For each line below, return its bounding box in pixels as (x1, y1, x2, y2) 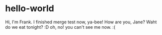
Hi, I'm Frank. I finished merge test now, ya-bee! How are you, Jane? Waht (5, 19, 157, 25)
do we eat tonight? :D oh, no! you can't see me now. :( (5, 24, 116, 30)
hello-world (5, 3, 55, 14)
